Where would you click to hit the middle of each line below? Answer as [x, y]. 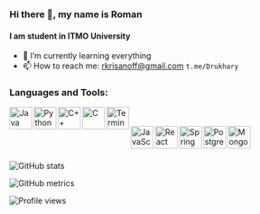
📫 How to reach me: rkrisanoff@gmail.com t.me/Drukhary [130, 66]
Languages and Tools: [59, 93]
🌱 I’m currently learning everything [87, 56]
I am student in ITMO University [70, 36]
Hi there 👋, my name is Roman [76, 14]
